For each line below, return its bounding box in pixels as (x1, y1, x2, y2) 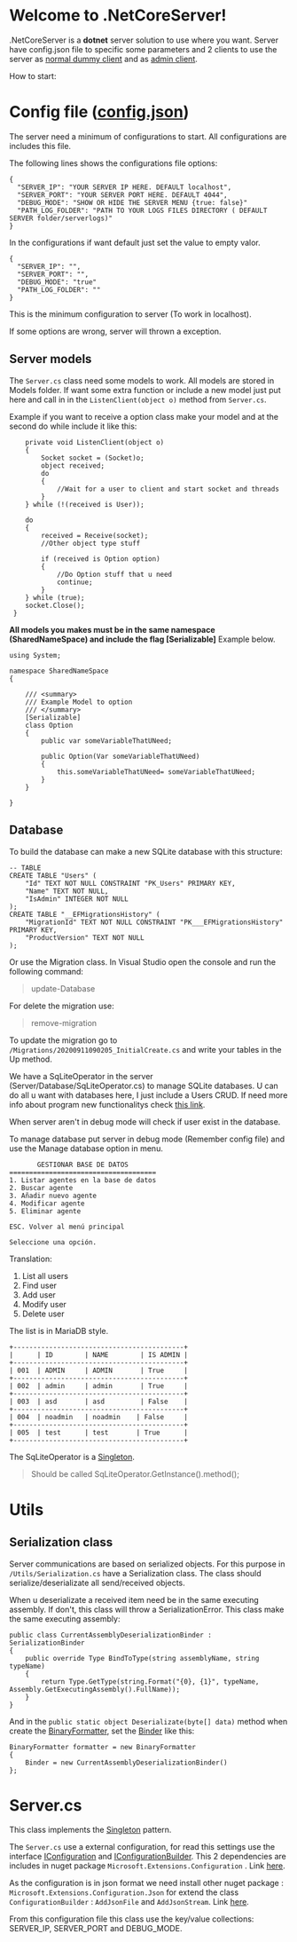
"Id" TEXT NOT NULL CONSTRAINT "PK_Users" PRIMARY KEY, (25, 879, 237, 888)
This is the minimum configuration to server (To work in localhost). (9, 308, 253, 320)
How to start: (9, 70, 57, 81)
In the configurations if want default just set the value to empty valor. (9, 237, 262, 248)
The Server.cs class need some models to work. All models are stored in (9, 375, 275, 386)
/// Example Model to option (25, 698, 133, 707)
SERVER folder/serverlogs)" (9, 214, 113, 223)
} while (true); (25, 593, 86, 602)
